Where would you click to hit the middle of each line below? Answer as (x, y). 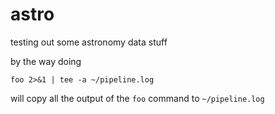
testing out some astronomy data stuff (89, 42)
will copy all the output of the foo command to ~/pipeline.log (137, 98)
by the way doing (46, 61)
